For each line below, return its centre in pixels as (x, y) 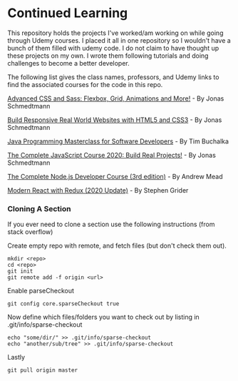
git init (20, 271)
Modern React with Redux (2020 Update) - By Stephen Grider (98, 190)
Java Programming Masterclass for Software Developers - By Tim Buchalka (118, 141)
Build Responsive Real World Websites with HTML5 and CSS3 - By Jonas (115, 120)
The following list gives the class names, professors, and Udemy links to (113, 77)
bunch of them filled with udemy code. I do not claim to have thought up (113, 48)
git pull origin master (43, 370)
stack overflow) (30, 232)
